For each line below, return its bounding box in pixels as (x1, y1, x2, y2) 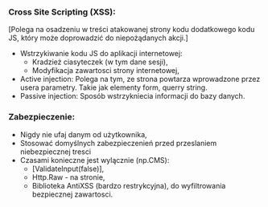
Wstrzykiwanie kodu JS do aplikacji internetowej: (19, 49, 183, 59)
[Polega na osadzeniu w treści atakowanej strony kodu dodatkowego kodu (8, 25, 255, 34)
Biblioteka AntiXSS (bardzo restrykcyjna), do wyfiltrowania (31, 181, 226, 190)
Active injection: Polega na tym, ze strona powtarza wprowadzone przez (19, 75, 261, 84)
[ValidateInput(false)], (31, 164, 105, 173)
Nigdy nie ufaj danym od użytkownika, (19, 129, 147, 139)
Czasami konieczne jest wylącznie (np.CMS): (19, 155, 170, 164)
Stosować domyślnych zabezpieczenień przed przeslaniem (19, 138, 217, 148)
